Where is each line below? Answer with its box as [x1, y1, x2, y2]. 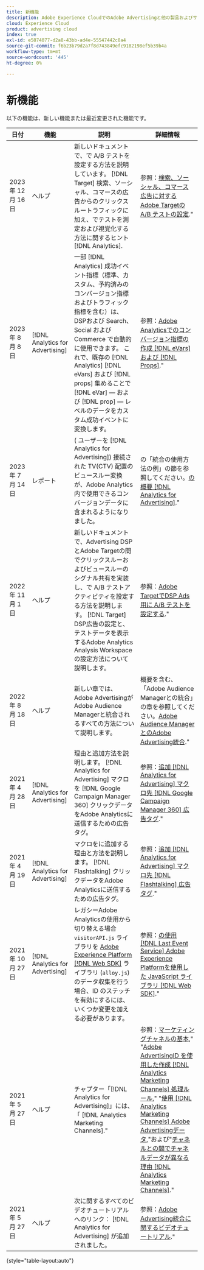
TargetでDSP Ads [140, 591, 190, 600]
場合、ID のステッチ [73, 987, 131, 995]
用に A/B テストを [140, 601, 191, 609]
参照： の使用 [140, 931, 177, 940]
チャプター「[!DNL [73, 1085, 127, 1093]
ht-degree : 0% [6, 60, 42, 66]
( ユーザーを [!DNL [73, 436, 127, 445]
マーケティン [158, 1026, 195, 1034]
